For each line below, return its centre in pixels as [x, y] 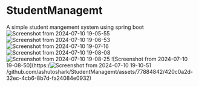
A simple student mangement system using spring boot [75, 27]
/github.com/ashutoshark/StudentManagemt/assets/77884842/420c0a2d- [100, 71]
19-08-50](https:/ [28, 65]
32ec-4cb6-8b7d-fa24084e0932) [49, 78]
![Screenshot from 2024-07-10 [149, 59]
